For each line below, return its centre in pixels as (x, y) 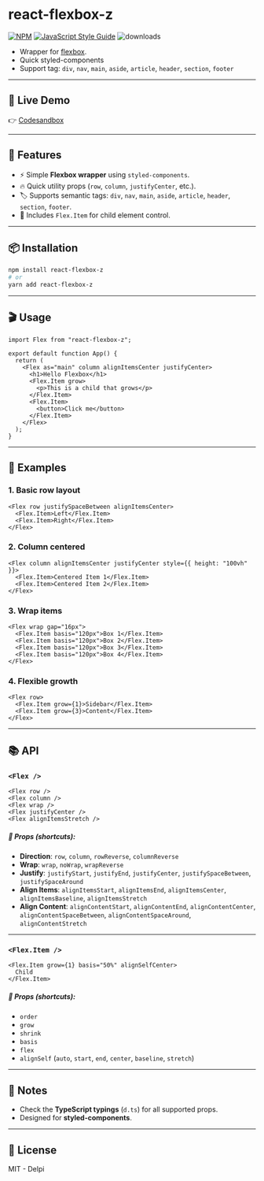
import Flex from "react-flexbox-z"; (70, 340)
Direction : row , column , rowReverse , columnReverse (99, 856)
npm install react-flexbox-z (56, 270)
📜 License (33, 1150)
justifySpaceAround (51, 882)
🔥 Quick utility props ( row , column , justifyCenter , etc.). (108, 186)
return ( (29, 360)
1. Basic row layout (44, 490)
